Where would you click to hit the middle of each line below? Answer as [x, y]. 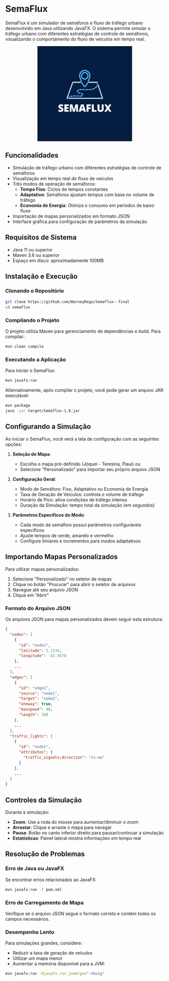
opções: [14, 444]
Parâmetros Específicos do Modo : [49, 515]
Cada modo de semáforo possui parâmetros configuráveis [80, 525]
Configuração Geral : [34, 479]
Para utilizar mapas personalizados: [42, 569]
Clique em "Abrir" [31, 595]
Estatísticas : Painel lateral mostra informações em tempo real [77, 838]
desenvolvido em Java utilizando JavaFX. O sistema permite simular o [78, 28]
